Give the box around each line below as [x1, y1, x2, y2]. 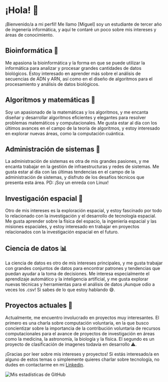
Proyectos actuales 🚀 [5, 301, 73, 310]
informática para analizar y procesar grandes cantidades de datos [5, 65, 142, 71]
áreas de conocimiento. [5, 32, 54, 38]
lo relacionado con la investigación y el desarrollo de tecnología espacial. [5, 213, 156, 219]
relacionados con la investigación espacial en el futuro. [5, 229, 119, 235]
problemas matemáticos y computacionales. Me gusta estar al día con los [5, 120, 157, 126]
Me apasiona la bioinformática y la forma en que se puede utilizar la [5, 60, 145, 66]
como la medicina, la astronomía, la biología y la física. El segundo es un [5, 336, 154, 342]
